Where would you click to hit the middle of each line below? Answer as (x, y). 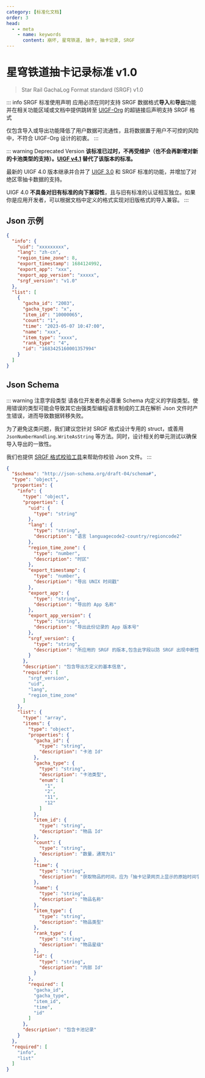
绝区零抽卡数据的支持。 (36, 179)
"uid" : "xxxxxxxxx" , (43, 247)
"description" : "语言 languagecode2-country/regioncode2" (108, 537)
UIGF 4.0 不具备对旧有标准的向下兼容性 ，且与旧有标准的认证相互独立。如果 (101, 192)
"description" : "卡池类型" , (73, 774)
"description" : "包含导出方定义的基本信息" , (74, 667)
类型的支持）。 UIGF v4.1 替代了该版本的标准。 (79, 159)
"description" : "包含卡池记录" (59, 1030)
